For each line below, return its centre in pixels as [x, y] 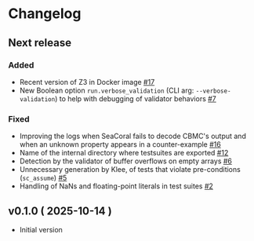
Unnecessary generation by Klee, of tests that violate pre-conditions [130, 170]
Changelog [45, 14]
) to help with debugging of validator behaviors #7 [136, 98]
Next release [40, 43]
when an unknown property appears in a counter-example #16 [120, 144]
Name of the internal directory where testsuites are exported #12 [124, 153]
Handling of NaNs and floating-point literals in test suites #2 [116, 186]
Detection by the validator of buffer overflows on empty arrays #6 [126, 161]
